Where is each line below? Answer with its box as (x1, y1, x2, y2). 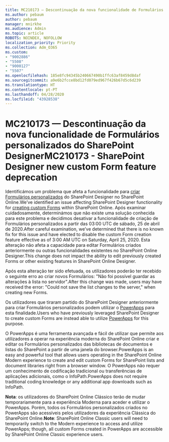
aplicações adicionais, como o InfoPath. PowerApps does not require (5, 373, 147, 379)
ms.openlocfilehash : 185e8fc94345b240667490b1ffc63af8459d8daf (5, 73, 141, 78)
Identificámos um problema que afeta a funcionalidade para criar (5, 189, 140, 195)
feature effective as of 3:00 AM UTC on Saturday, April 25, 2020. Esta (5, 237, 150, 243)
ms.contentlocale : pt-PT (5, 87, 58, 92)
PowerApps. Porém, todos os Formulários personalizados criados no (5, 405, 148, 411)
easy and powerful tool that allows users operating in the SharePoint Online (5, 352, 162, 358)
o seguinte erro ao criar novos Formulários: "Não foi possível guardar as (5, 273, 155, 280)
